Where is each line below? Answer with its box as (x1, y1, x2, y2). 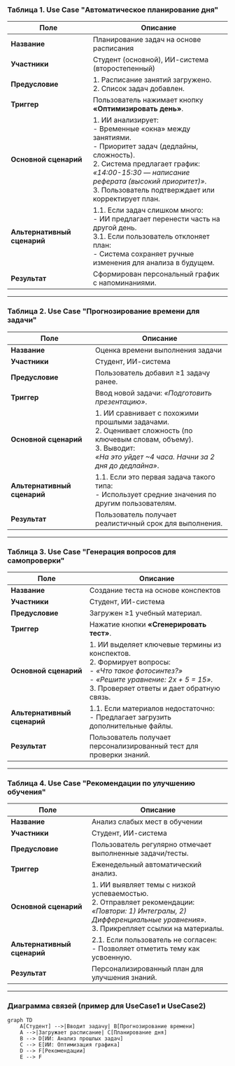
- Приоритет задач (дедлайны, (92, 141, 199, 151)
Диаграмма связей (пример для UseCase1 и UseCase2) (7, 1001, 206, 1011)
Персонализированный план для (92, 964, 204, 974)
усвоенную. (92, 953, 132, 962)
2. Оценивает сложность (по (95, 426, 193, 435)
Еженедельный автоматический (92, 860, 201, 869)
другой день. (92, 223, 137, 232)
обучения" (7, 787, 46, 797)
